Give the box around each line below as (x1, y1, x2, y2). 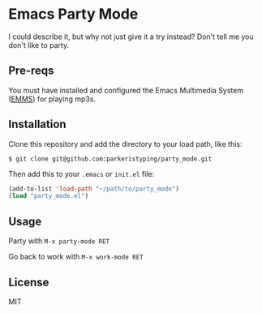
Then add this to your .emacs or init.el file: (8, 169, 155, 178)
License (8, 275, 49, 289)
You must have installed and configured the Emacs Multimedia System (8, 85, 244, 95)
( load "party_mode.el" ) (8, 192, 89, 200)
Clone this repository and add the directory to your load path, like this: (8, 139, 243, 148)
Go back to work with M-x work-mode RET (8, 252, 144, 262)
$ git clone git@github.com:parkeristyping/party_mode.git (8, 155, 213, 163)
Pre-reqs (8, 64, 54, 78)
